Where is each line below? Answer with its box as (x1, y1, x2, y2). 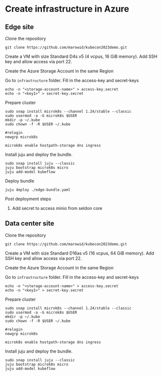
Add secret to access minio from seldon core (12, 205, 103, 211)
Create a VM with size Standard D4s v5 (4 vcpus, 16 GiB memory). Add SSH (5, 53, 158, 59)
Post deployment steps (5, 196, 52, 202)
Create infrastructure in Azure (5, 3, 129, 15)
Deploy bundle (5, 178, 35, 184)
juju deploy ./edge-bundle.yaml (5, 188, 71, 192)
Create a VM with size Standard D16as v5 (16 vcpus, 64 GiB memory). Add (5, 250, 154, 256)
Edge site (5, 23, 34, 31)
